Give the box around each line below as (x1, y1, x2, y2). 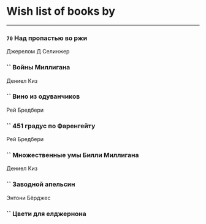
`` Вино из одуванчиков (6, 92, 80, 101)
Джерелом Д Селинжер (6, 48, 70, 55)
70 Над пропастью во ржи (6, 34, 88, 42)
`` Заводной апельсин (6, 180, 75, 188)
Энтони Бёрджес (6, 194, 51, 201)
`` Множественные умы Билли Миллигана (6, 151, 139, 160)
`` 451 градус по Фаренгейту (6, 122, 96, 130)
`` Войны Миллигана (6, 63, 71, 72)
